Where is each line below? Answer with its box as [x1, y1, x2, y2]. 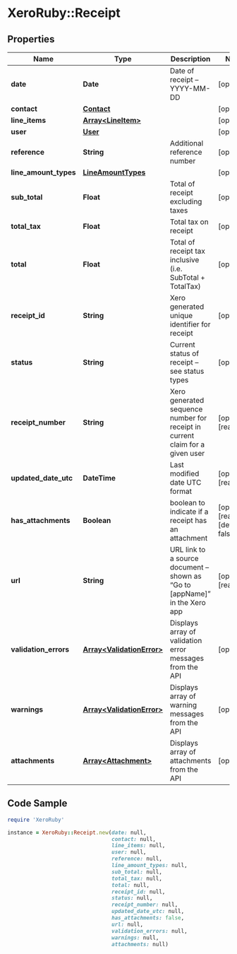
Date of [169, 66, 195, 76]
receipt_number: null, [111, 901, 178, 909]
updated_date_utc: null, [111, 908, 185, 915]
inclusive [169, 255, 200, 264]
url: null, [111, 921, 143, 928]
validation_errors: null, [111, 927, 188, 934]
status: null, [111, 895, 153, 902]
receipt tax [169, 246, 206, 256]
